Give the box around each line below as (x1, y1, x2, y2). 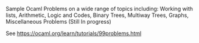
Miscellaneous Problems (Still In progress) (5, 18, 112, 25)
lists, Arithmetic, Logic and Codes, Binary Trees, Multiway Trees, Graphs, (5, 12, 189, 19)
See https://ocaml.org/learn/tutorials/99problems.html (5, 30, 142, 37)
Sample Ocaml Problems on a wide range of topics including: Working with (5, 5, 193, 12)
